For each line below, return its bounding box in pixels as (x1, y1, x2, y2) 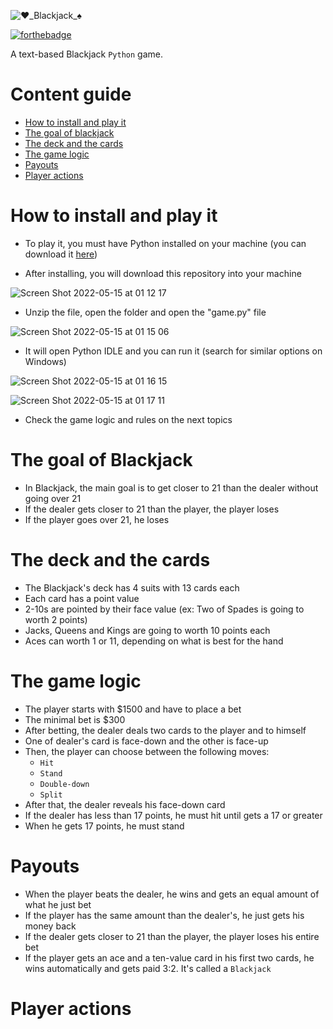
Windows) (24, 355, 67, 367)
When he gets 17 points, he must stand (24, 820, 185, 832)
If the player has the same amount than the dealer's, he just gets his (24, 909, 305, 921)
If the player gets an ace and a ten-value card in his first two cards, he (24, 951, 315, 964)
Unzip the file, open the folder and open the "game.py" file (24, 306, 267, 318)
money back (24, 920, 77, 932)
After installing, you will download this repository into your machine (24, 267, 302, 279)
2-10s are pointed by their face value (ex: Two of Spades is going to (24, 603, 305, 615)
